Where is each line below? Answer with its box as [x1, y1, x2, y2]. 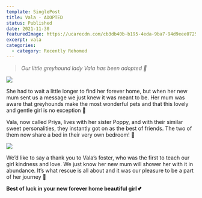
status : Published [6, 20, 52, 26]
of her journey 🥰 [6, 173, 46, 181]
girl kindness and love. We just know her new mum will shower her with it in [6, 160, 194, 167]
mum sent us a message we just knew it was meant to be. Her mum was [6, 94, 185, 101]
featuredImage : [6, 31, 44, 37]
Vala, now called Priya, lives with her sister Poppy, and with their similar [6, 118, 183, 125]
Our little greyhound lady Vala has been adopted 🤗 [20, 64, 147, 72]
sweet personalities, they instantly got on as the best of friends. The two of [6, 125, 192, 132]
